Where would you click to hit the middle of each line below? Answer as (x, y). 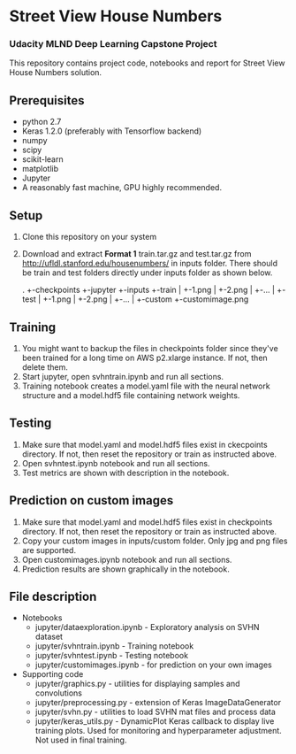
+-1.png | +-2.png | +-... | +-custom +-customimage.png (146, 299)
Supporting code (53, 674)
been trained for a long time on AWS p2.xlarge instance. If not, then (144, 358)
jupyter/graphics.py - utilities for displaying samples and (137, 684)
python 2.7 (42, 122)
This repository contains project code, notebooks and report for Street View (147, 63)
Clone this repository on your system (89, 237)
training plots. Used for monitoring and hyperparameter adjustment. (159, 731)
